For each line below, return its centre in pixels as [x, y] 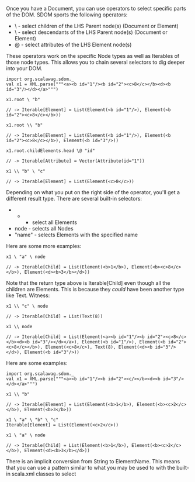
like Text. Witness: [28, 295]
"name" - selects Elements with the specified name [76, 235]
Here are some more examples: [44, 246]
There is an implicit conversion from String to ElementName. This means [93, 461]
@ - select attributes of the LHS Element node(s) [73, 44]
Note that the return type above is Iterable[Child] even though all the [88, 283]
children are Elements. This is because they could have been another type [95, 289]
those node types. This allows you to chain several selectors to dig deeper [95, 62]
